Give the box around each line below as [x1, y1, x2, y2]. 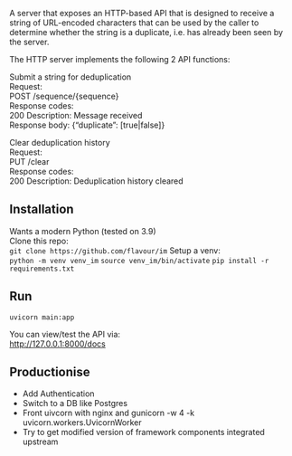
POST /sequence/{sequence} [9, 90, 119, 101]
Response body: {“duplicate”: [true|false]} [9, 119, 165, 130]
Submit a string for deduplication [9, 71, 132, 82]
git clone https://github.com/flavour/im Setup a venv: [9, 244, 221, 256]
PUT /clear [9, 157, 50, 166]
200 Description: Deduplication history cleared [9, 176, 184, 186]
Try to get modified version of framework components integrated [22, 427, 265, 438]
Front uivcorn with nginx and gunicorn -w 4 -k [22, 407, 195, 419]
